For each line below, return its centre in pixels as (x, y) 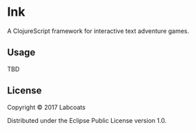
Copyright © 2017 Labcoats (47, 107)
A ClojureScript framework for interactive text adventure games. (98, 31)
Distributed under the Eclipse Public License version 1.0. (87, 120)
